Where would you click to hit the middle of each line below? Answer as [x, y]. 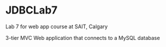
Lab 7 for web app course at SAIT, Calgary [57, 26]
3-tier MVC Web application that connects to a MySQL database [83, 38]
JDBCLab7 [32, 10]
